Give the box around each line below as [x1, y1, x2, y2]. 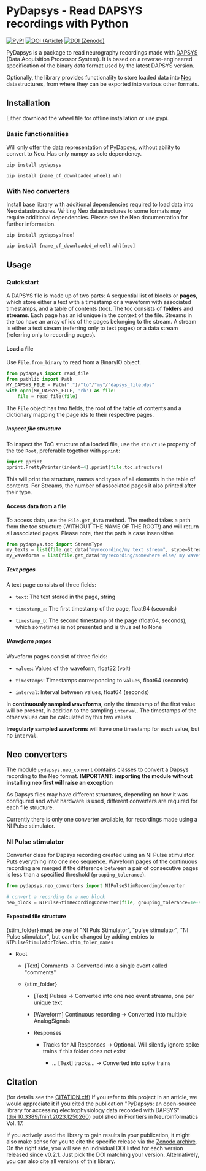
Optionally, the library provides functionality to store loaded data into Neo [6, 74, 192, 81]
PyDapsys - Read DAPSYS [6, 4, 143, 18]
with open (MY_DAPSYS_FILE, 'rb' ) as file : [6, 387, 116, 394]
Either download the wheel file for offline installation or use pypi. [6, 114, 169, 121]
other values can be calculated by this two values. [6, 714, 133, 721]
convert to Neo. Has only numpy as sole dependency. [6, 150, 142, 158]
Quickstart [6, 278, 39, 286]
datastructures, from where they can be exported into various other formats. [6, 80, 199, 88]
